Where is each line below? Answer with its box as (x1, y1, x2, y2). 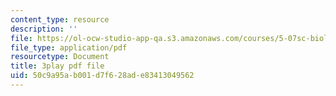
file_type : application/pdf (10, 42, 128, 53)
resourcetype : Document (10, 52, 110, 62)
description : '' (10, 24, 78, 34)
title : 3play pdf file (10, 61, 105, 71)
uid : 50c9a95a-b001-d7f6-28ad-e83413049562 (10, 71, 195, 81)
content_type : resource (10, 14, 110, 25)
